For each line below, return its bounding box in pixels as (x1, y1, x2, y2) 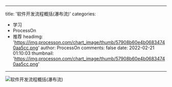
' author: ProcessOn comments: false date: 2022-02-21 (38, 45, 155, 51)
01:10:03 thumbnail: (12, 50, 54, 56)
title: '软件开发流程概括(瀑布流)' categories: (5, 11, 96, 17)
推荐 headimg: (12, 34, 44, 39)
